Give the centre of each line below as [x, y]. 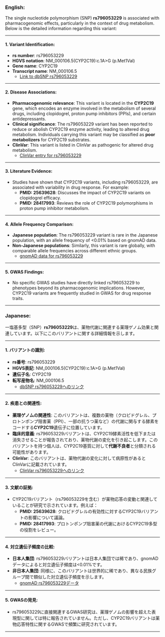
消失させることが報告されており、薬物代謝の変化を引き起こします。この [85, 440]
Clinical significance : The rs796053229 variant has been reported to [82, 124]
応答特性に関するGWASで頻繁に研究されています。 [68, 624]
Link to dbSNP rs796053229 [48, 76]
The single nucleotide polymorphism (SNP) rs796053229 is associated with [82, 18]
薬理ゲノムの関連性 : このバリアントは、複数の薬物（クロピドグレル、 [82, 415]
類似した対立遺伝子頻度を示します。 [70, 577]
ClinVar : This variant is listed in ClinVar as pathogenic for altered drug [83, 145]
